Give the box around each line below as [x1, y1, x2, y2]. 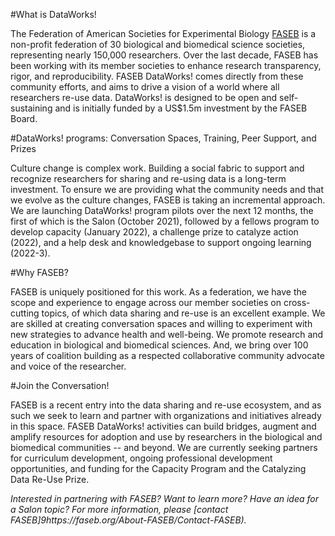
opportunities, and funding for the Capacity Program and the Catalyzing [10, 463, 307, 474]
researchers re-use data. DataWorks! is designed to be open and [10, 92, 278, 103]
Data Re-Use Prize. [10, 474, 90, 485]
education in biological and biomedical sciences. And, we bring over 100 [10, 339, 309, 351]
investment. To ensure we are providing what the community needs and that [10, 184, 325, 195]
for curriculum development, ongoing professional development [10, 452, 273, 464]
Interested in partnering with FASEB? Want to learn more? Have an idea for [10, 493, 320, 504]
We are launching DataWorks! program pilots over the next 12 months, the [10, 205, 314, 216]
